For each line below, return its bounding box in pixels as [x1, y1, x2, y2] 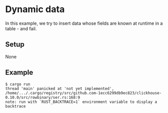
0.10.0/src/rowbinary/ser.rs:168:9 [5, 95, 80, 100]
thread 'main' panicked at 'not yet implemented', [5, 86, 114, 91]
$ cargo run [5, 82, 30, 87]
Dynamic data [5, 4, 65, 15]
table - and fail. [5, 25, 37, 31]
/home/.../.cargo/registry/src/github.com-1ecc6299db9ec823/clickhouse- [5, 90, 162, 95]
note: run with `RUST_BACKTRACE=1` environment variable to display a [5, 99, 157, 104]
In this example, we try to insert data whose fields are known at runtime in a [5, 20, 163, 26]
